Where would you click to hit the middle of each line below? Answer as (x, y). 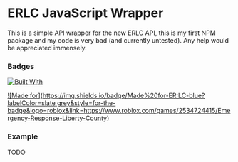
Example (23, 136)
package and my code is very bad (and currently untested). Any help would (118, 40)
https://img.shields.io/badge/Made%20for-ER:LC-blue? (124, 96)
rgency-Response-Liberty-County (57, 118)
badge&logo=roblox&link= (46, 111)
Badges (21, 66)
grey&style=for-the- (86, 103)
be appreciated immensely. (47, 48)
